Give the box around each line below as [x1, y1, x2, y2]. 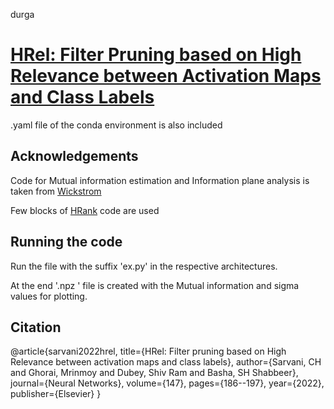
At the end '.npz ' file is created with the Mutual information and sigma [10, 279, 300, 291]
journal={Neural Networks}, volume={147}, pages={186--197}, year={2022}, [10, 377, 325, 389]
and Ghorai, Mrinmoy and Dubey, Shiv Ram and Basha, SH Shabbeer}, [10, 367, 299, 379]
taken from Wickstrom [10, 185, 102, 197]
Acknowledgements [10, 148, 139, 165]
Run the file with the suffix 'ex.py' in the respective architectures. [10, 260, 278, 272]
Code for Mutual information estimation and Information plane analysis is [10, 174, 310, 186]
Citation [10, 319, 62, 336]
